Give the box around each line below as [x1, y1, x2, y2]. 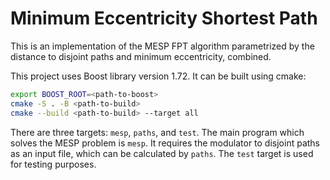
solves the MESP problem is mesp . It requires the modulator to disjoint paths [10, 137, 321, 149]
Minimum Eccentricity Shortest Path [10, 7, 318, 30]
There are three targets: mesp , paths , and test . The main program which [10, 126, 305, 138]
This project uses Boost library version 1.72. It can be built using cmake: [10, 70, 307, 82]
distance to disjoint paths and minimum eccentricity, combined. [10, 50, 272, 62]
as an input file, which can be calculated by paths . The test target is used [10, 147, 314, 159]
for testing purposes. [10, 158, 97, 170]
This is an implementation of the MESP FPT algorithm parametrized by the [10, 40, 315, 52]
